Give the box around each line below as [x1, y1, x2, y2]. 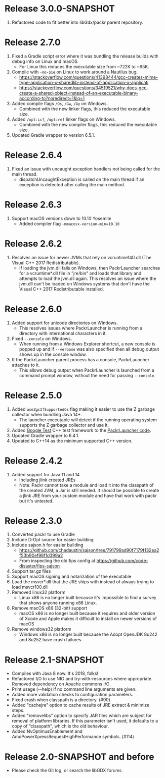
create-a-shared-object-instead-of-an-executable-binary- [19, 90, 139, 96]
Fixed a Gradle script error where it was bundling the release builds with [11, 53, 159, 59]
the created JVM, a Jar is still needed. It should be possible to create [19, 487, 159, 493]
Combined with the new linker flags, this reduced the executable [19, 106, 151, 111]
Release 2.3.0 [4, 515, 62, 526]
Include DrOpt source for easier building [11, 537, 94, 543]
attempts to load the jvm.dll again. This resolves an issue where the [19, 276, 157, 281]
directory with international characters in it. [19, 330, 107, 336]
